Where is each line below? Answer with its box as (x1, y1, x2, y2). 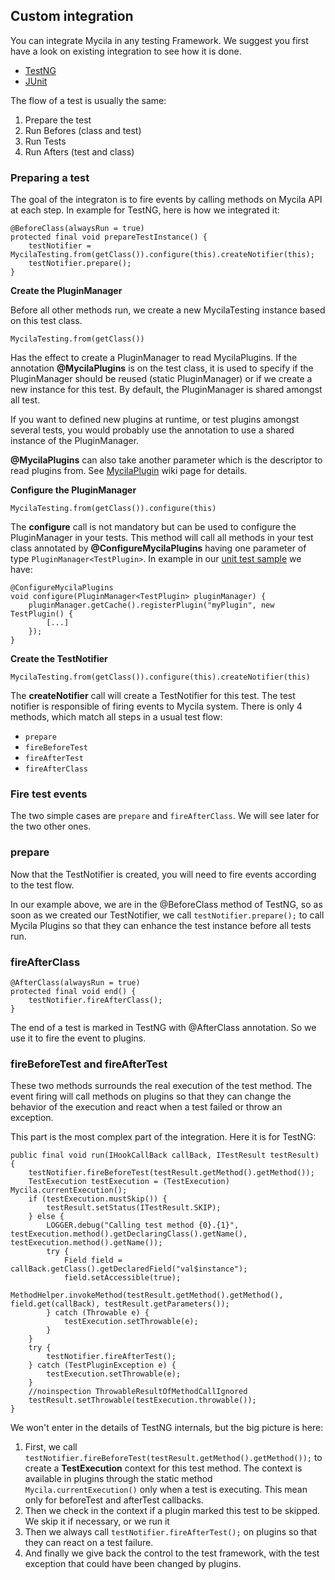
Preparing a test (10, 170, 90, 184)
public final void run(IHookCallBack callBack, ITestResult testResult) (10, 1150, 320, 1161)
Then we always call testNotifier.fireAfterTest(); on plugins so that (24, 1526, 318, 1538)
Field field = (63, 1255, 123, 1266)
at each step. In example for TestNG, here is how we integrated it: (10, 204, 280, 216)
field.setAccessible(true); (63, 1273, 182, 1283)
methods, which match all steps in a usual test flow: (10, 711, 223, 723)
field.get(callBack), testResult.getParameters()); (10, 1299, 230, 1309)
